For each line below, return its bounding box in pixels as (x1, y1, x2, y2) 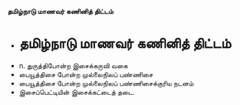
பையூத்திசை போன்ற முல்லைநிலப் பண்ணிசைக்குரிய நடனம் (18, 78, 194, 88)
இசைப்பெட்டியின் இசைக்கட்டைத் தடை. (18, 87, 135, 96)
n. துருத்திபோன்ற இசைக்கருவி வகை (18, 60, 128, 70)
